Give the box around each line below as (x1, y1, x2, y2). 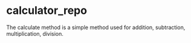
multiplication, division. (6, 30, 63, 37)
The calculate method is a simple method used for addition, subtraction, (6, 24, 186, 31)
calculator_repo (6, 4, 88, 18)
